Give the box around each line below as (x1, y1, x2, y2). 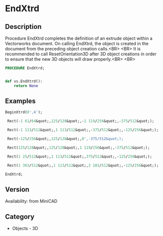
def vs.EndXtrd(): (5, 79, 43, 84)
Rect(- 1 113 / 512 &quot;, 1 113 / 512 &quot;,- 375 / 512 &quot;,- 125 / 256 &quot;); (7, 128, 159, 133)
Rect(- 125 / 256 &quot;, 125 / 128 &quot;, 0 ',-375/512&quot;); (7, 137, 124, 142)
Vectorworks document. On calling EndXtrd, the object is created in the (5, 41, 149, 47)
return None (14, 83, 38, 88)
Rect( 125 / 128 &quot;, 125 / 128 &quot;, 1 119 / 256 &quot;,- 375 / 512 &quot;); (7, 145, 150, 150)
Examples (5, 97, 36, 105)
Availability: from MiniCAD (5, 198, 58, 204)
